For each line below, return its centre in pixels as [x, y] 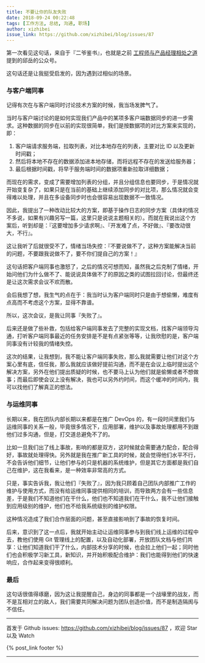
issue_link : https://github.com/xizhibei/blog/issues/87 [80, 35]
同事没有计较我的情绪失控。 [41, 344]
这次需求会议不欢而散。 [46, 282]
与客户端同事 [25, 91]
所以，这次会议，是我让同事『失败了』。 [56, 315]
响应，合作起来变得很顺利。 [41, 562]
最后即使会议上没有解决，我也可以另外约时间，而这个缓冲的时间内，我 [110, 379]
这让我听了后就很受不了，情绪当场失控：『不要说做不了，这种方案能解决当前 [101, 246]
